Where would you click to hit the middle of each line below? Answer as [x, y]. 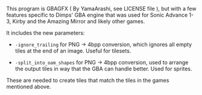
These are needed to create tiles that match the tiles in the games [88, 80]
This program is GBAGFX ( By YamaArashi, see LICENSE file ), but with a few [101, 9]
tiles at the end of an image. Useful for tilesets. [73, 51]
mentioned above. [29, 87]
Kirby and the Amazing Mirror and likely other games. [79, 21]
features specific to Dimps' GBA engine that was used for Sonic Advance [97, 15]
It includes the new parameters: [46, 33]
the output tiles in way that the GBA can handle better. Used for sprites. [103, 69]
